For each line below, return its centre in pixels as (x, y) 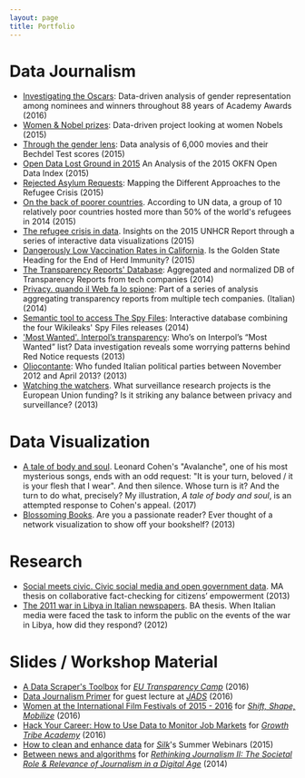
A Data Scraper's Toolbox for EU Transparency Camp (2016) (136, 687)
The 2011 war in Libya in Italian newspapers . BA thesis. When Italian (149, 606)
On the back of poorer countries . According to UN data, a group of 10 (152, 202)
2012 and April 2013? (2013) (75, 376)
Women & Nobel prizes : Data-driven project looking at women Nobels (152, 125)
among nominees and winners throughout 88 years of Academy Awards (157, 106)
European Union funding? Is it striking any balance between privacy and (157, 395)
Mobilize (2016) (52, 716)
